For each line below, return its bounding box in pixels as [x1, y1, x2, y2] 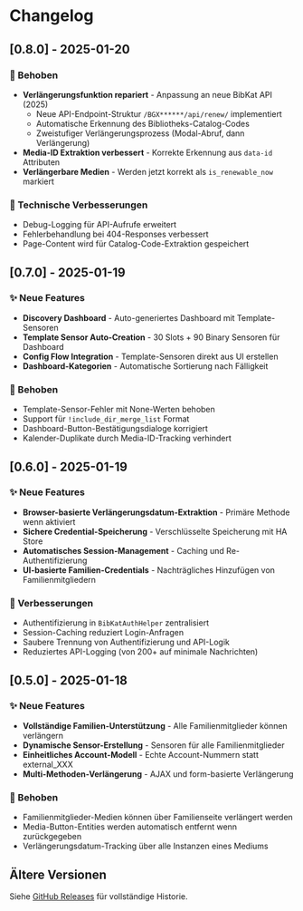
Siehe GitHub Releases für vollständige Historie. [9, 890, 188, 902]
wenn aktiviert [22, 516, 76, 527]
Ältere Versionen [9, 867, 107, 882]
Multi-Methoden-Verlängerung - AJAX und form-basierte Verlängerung [22, 768, 294, 780]
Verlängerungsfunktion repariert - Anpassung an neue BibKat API [22, 89, 273, 100]
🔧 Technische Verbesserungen [9, 199, 148, 211]
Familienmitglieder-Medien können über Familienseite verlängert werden [22, 812, 294, 823]
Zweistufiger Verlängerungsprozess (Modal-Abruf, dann [35, 128, 245, 139]
